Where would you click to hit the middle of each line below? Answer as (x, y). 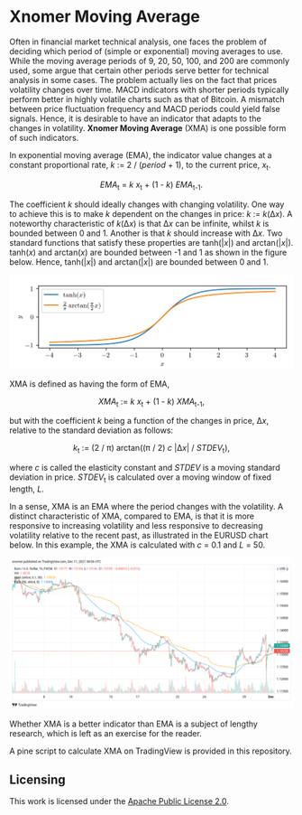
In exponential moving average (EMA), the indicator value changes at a (141, 155)
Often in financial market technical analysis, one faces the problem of (138, 42)
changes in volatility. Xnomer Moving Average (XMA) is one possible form (148, 127)
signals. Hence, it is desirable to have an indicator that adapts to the (135, 118)
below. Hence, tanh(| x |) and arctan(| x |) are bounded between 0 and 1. (139, 262)
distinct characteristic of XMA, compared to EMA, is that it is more (132, 516)
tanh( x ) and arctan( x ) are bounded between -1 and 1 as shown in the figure (148, 252)
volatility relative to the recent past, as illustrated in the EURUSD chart (139, 535)
